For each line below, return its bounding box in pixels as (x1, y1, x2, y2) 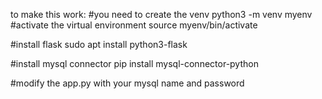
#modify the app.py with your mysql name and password (10, 77, 245, 89)
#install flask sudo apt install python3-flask (10, 39, 188, 50)
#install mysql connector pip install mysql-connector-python (10, 58, 259, 69)
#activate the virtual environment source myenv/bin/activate (10, 19, 258, 31)
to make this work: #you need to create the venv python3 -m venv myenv (10, 9, 313, 20)
